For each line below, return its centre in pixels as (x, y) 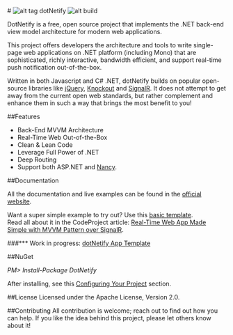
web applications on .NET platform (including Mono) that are (110, 53)
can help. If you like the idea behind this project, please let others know (110, 318)
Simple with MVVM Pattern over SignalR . (65, 229)
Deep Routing (37, 159)
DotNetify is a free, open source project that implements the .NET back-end (115, 24)
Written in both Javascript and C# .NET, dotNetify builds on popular (104, 81)
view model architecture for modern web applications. (85, 32)
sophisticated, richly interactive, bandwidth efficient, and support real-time (114, 60)
